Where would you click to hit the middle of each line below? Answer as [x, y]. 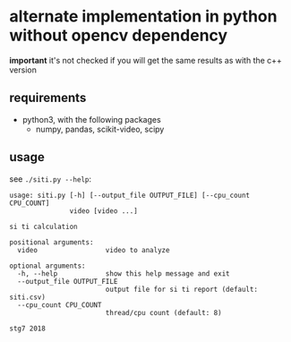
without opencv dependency [119, 35]
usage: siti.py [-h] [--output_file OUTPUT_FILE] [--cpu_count [130, 195]
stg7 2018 [28, 329]
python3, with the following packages [91, 119]
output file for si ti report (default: [181, 289]
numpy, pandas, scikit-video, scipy [100, 129]
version [23, 70]
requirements [48, 98]
